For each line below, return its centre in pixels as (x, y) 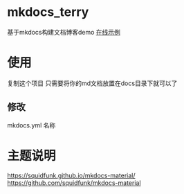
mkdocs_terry (48, 12)
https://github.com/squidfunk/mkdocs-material (74, 183)
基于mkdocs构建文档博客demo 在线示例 (64, 32)
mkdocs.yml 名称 (31, 125)
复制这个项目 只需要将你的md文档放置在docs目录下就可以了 (92, 83)
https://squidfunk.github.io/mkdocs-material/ (71, 175)
